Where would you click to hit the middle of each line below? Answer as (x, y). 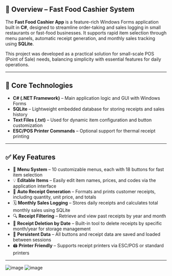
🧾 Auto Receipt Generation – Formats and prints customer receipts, (84, 192)
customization (28, 125)
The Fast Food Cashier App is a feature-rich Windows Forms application (82, 22)
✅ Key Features (30, 157)
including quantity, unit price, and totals (54, 197)
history (20, 114)
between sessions (32, 240)
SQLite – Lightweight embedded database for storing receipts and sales (89, 109)
